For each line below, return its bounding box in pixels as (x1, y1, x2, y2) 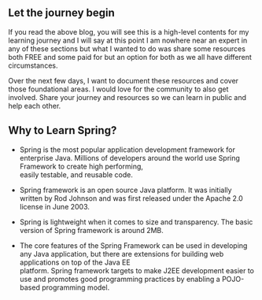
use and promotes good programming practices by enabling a (19, 274, 220, 283)
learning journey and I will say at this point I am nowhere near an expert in (8, 35, 248, 45)
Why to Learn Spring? (8, 124, 117, 137)
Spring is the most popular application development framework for (19, 145, 236, 154)
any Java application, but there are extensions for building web (19, 249, 224, 258)
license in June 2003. (19, 202, 90, 211)
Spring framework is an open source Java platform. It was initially (19, 185, 232, 194)
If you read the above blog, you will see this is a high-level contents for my (8, 27, 249, 36)
